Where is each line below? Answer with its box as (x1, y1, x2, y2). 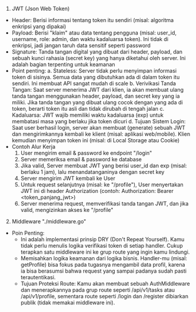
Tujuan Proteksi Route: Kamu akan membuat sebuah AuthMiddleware (20, 280, 190, 287)
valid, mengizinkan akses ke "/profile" (20, 207, 114, 213)
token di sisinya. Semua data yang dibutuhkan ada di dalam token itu (11, 74, 180, 80)
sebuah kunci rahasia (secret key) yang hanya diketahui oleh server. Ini (11, 55, 186, 61)
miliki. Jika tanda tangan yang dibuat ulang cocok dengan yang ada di (11, 99, 183, 106)
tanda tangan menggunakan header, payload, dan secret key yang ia (11, 92, 180, 99)
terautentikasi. (20, 274, 56, 280)
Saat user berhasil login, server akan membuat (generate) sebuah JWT (11, 124, 186, 131)
